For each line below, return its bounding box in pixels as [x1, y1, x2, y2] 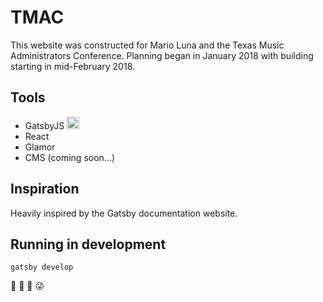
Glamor [24, 141, 56, 153]
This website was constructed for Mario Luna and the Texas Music [10, 39, 285, 51]
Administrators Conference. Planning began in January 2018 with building [10, 49, 314, 61]
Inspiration [10, 181, 80, 198]
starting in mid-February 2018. [10, 60, 136, 72]
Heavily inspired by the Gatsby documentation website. [10, 207, 238, 219]
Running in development [10, 236, 167, 253]
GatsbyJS [24, 119, 65, 131]
